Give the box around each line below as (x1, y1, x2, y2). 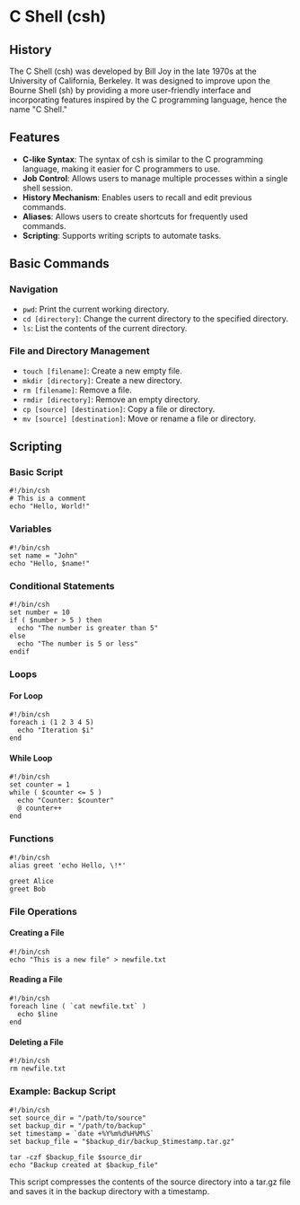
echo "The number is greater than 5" (17, 624, 159, 633)
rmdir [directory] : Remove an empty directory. (22, 393, 200, 405)
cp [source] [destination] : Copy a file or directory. (22, 403, 216, 414)
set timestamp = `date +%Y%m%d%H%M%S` (9, 1129, 154, 1138)
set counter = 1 (9, 780, 70, 789)
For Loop (9, 690, 43, 701)
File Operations (9, 905, 78, 918)
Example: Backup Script (9, 1085, 117, 1097)
